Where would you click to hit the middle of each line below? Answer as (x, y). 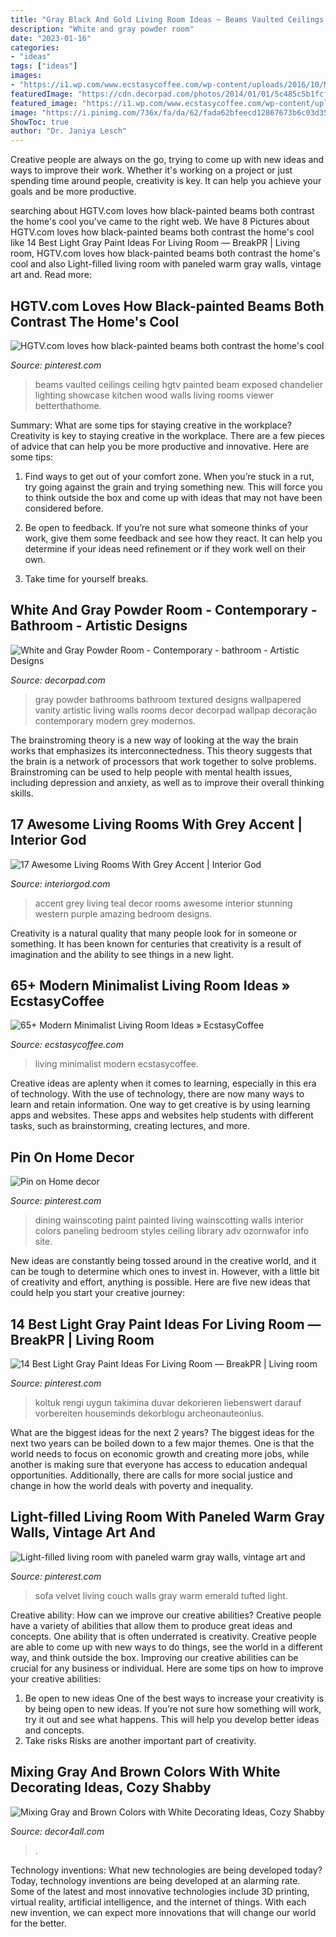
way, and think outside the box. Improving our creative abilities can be (154, 1657)
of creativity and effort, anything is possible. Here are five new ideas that (160, 1282)
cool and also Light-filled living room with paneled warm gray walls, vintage (166, 264)
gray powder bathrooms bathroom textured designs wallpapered (168, 699)
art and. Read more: (51, 275)
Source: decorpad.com (58, 680)
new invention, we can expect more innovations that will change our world (163, 1912)
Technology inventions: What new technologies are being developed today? (166, 1870)
